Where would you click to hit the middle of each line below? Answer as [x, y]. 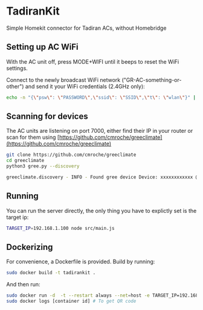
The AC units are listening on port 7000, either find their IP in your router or [100, 131]
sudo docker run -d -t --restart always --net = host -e [78, 295]
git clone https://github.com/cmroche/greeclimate [71, 155]
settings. [17, 68]
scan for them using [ [33, 137]
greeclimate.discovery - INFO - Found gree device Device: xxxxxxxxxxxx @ [102, 177]
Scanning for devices [47, 116]
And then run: [23, 285]
